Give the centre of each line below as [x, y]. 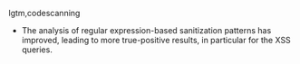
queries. [37, 50]
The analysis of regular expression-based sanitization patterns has [146, 30]
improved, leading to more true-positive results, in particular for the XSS [156, 40]
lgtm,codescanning [44, 13]
